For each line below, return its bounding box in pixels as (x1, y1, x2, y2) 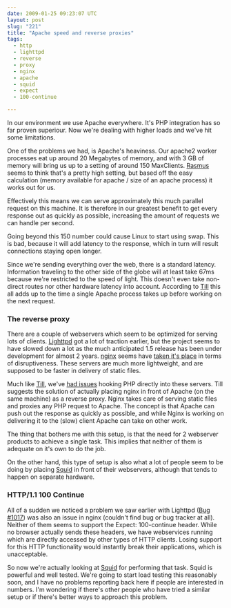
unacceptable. (7, 550, 48, 558)
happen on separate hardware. (7, 473, 95, 481)
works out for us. (7, 184, 56, 191)
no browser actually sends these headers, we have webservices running (7, 528, 213, 536)
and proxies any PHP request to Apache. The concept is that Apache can (7, 402, 215, 410)
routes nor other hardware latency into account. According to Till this (25, 283, 221, 290)
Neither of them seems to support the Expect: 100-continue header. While (7, 520, 217, 529)
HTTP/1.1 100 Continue (7, 490, 85, 500)
